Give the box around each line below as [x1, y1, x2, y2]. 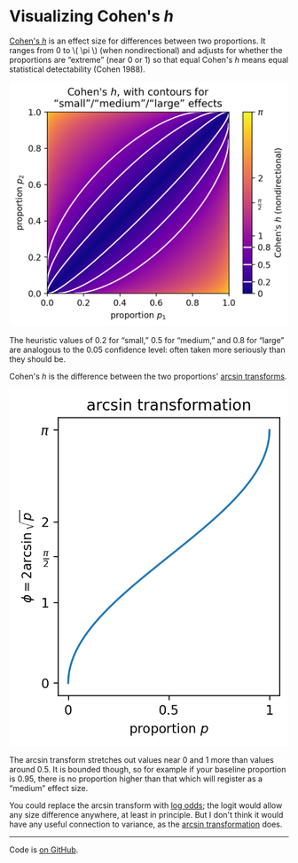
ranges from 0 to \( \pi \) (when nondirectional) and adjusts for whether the [9, 44, 283, 55]
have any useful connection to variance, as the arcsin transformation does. [9, 819, 283, 829]
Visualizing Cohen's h [9, 6, 175, 27]
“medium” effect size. [9, 782, 89, 793]
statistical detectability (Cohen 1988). [9, 64, 146, 75]
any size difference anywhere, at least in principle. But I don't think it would [9, 809, 284, 820]
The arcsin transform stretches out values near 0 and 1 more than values [9, 754, 275, 765]
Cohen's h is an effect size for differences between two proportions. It [9, 35, 266, 46]
